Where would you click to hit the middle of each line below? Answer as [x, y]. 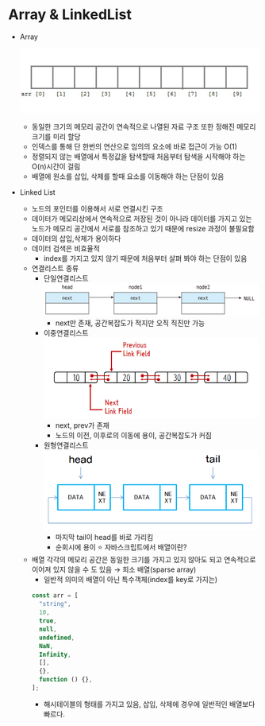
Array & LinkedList [70, 15]
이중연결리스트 [66, 332]
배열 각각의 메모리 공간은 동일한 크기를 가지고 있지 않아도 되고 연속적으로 [144, 560]
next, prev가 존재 [82, 425]
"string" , [55, 604]
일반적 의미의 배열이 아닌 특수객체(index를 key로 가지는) [131, 580]
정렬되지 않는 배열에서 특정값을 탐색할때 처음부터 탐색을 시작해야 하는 [138, 156]
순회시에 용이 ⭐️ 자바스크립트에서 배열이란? [121, 547]
